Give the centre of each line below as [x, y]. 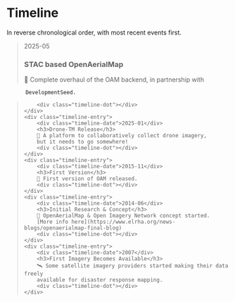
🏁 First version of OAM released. [87, 179]
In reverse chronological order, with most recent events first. [94, 32]
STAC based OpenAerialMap [74, 64]
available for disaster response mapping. [100, 280]
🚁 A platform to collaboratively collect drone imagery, [122, 136]
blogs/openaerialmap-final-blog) [73, 228]
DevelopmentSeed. [51, 93]
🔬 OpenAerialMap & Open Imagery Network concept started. [123, 216]
